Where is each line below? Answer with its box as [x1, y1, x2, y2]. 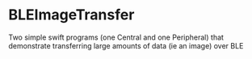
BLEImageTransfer [8, 6, 135, 24]
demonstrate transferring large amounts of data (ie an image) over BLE [8, 40, 244, 50]
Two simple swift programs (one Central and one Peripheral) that [8, 32, 225, 42]
